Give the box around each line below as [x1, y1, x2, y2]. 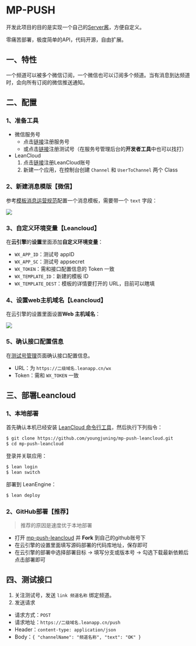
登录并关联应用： [6, 452, 47, 459]
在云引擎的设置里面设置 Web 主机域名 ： [6, 311, 101, 318]
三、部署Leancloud [6, 390, 76, 401]
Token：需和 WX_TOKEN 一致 [14, 372, 79, 379]
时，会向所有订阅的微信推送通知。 [6, 78, 88, 85]
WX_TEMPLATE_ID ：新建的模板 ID [14, 273, 89, 280]
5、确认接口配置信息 [6, 338, 64, 346]
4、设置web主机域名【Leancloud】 [6, 296, 107, 304]
